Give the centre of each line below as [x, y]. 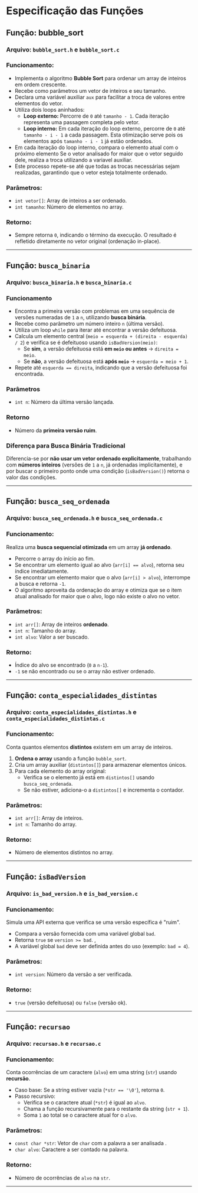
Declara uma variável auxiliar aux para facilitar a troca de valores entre [100, 97]
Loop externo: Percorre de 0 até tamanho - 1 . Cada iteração [96, 116]
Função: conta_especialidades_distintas [82, 696]
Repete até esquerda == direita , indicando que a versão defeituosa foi [101, 367]
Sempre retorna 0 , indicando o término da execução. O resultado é [95, 235]
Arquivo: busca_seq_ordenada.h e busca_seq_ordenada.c [85, 518]
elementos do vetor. [39, 103]
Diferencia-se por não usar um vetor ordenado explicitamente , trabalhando [99, 458]
